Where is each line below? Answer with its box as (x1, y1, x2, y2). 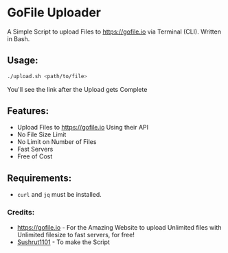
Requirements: (7, 172, 72, 184)
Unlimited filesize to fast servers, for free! (16, 230, 135, 239)
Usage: (7, 55, 39, 67)
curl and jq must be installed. (16, 191, 102, 199)
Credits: (7, 208, 35, 217)
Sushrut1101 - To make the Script (16, 238, 110, 246)
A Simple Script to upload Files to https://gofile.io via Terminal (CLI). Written (7, 27, 222, 36)
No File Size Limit (16, 130, 67, 138)
